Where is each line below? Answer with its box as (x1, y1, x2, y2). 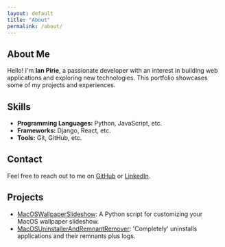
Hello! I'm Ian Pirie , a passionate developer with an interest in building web (7, 67, 218, 75)
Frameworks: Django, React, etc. (16, 126, 111, 134)
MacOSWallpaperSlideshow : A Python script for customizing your (16, 210, 203, 218)
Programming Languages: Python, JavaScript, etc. (16, 119, 163, 127)
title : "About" (7, 16, 51, 23)
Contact (7, 154, 43, 165)
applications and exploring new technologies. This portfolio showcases (7, 73, 208, 82)
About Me (7, 48, 50, 60)
